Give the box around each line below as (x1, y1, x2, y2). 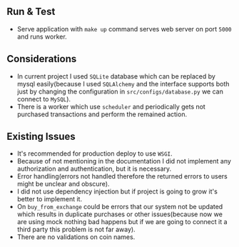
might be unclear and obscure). (16, 180, 110, 188)
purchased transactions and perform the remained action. (16, 110, 187, 119)
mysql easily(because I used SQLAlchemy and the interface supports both (16, 79, 230, 88)
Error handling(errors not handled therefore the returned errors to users (16, 172, 228, 181)
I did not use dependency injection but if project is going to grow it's (16, 187, 218, 196)
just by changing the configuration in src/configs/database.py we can (16, 87, 224, 96)
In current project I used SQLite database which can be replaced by (16, 71, 215, 81)
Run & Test (6, 6, 56, 18)
